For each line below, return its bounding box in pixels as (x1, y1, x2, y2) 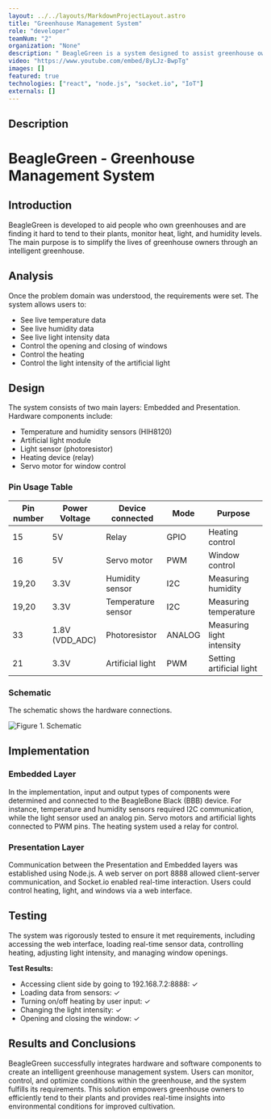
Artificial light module (19, 436, 91, 445)
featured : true (8, 72, 60, 80)
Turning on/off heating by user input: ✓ (19, 996, 151, 1006)
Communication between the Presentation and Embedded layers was (8, 859, 238, 869)
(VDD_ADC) (52, 634, 97, 645)
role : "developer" (8, 27, 70, 35)
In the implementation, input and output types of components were (8, 787, 231, 796)
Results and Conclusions (8, 1037, 136, 1051)
